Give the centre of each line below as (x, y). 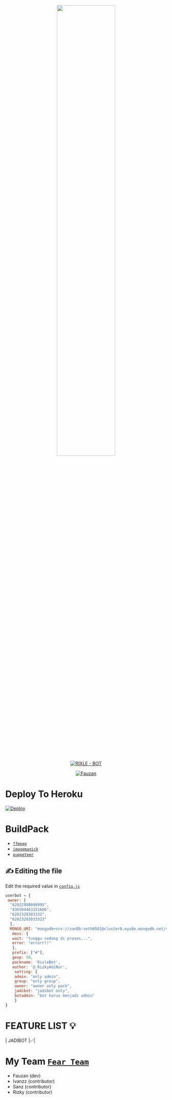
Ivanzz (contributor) (34, 1081)
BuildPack (27, 829)
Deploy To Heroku (44, 794)
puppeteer (23, 855)
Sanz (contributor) (32, 1087)
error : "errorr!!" (32, 943)
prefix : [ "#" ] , (28, 953)
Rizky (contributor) (33, 1092)
